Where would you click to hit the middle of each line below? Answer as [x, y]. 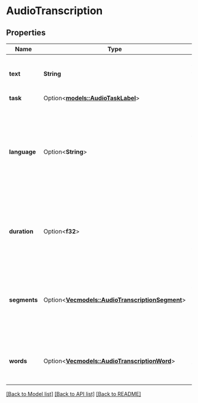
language [23, 152]
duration [21, 231]
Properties [26, 33]
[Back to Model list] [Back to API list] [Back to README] [74, 394]
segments [24, 300]
